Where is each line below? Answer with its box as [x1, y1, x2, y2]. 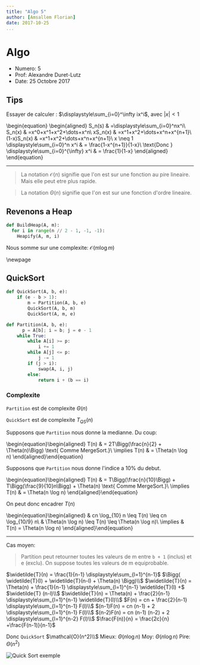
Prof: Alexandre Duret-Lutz [14, 71, 82, 79]
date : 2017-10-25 [6, 20, 49, 26]
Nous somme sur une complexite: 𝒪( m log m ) [6, 244, 115, 251]
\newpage [6, 256, 32, 263]
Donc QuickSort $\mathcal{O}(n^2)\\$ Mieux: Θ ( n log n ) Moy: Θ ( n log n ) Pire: [6, 633, 190, 640]
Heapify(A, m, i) [17, 233, 60, 239]
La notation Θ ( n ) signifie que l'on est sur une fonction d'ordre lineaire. [20, 189, 192, 196]
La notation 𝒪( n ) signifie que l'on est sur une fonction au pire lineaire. [20, 171, 190, 178]
